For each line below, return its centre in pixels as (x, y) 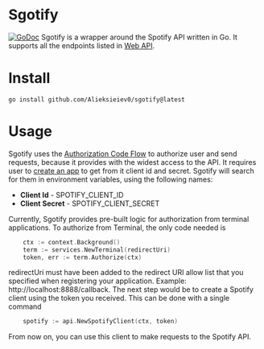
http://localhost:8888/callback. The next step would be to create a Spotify (131, 289)
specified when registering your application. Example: (97, 281)
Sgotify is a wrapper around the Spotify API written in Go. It (139, 37)
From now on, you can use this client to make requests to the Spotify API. (130, 337)
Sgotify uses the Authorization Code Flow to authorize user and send (123, 154)
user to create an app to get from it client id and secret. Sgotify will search (132, 170)
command (25, 306)
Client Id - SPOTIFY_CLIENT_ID (72, 195)
